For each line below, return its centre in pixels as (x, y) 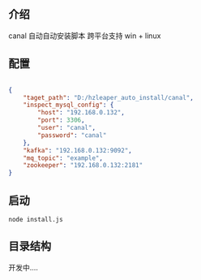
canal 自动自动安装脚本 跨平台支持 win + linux (85, 36)
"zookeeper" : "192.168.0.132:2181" (83, 166)
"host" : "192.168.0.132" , (81, 113)
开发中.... (24, 267)
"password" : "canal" (72, 135)
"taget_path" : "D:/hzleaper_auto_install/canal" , (109, 97)
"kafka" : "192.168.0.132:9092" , (77, 150)
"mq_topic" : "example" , (63, 158)
